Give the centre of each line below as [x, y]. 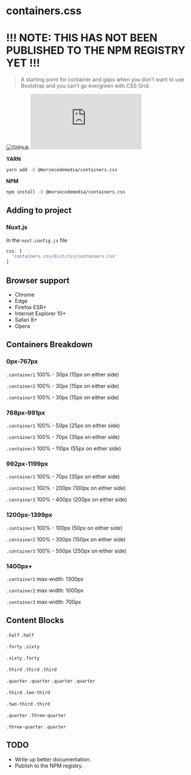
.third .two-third [28, 692]
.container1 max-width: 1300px [45, 579]
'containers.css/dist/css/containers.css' [64, 256]
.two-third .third [28, 704]
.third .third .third [32, 670]
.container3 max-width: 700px [44, 602]
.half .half [20, 635]
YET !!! [23, 63]
